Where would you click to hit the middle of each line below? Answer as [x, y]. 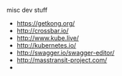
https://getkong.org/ [46, 23]
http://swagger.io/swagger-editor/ [66, 53]
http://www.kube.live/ [48, 38]
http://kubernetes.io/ [46, 45]
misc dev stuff [27, 10]
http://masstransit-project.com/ [62, 60]
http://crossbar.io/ [43, 31]
